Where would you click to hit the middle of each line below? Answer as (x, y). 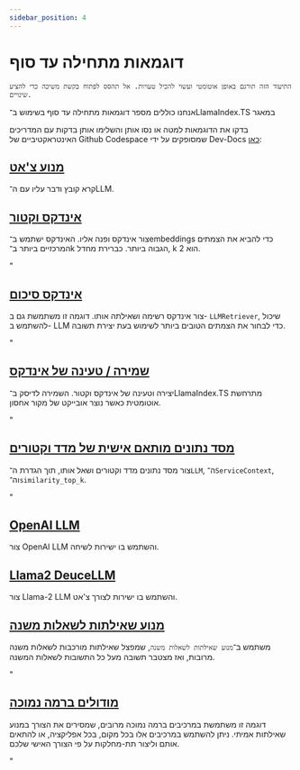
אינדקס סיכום (46, 294)
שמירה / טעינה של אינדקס (80, 371)
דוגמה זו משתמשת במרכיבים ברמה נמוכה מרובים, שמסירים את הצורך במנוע (138, 724)
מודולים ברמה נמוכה (64, 703)
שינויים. (21, 95)
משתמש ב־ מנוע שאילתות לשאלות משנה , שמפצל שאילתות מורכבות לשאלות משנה (140, 647)
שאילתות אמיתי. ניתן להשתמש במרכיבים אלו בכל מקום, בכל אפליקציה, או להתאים (148, 734)
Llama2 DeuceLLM (63, 575)
